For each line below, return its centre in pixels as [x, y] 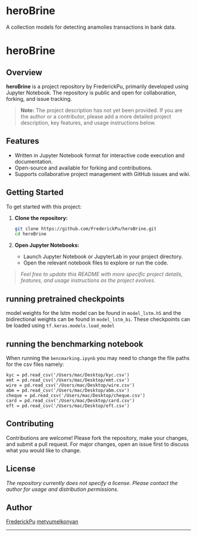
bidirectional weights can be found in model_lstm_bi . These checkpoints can [98, 319]
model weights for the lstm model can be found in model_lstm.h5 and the [94, 313]
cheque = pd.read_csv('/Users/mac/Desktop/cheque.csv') [76, 395]
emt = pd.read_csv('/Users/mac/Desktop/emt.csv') [68, 380]
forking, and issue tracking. [39, 99]
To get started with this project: [44, 206]
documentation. [33, 161]
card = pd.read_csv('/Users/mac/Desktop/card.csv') [70, 401]
